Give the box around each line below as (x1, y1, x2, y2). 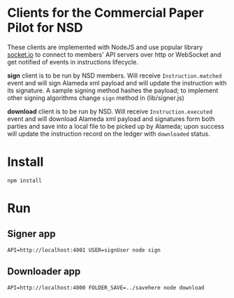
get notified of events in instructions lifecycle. (7, 57, 138, 66)
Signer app (7, 228, 56, 240)
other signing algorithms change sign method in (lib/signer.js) (7, 93, 185, 102)
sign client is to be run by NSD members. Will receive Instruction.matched (7, 71, 222, 80)
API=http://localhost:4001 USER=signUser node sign (7, 246, 161, 253)
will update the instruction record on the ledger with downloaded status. (7, 129, 211, 138)
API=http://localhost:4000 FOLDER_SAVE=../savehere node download (7, 284, 205, 291)
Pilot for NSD (7, 20, 84, 36)
